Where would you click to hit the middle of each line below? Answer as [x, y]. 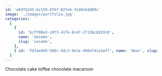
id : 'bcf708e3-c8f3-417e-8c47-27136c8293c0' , [66, 32]
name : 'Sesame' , [35, 37]
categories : [17, 19]
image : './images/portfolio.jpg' [40, 14]
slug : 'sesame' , [35, 42]
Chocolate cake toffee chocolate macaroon [49, 69]
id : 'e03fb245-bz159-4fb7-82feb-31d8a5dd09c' [53, 10]
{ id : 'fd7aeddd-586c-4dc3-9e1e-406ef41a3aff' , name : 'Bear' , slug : [86, 51]
